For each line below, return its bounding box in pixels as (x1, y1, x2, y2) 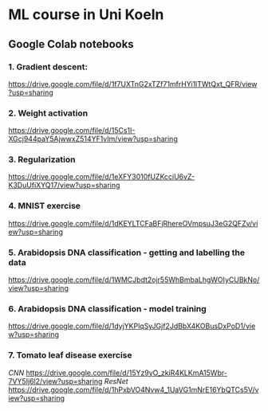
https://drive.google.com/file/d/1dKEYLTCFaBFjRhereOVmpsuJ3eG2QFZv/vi (8, 218, 258, 228)
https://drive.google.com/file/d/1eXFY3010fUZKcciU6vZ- (8, 172, 195, 182)
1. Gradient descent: (8, 61, 88, 72)
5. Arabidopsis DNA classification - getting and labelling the (8, 247, 246, 258)
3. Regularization (8, 154, 76, 165)
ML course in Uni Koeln (8, 6, 164, 24)
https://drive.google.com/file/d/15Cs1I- (8, 126, 136, 135)
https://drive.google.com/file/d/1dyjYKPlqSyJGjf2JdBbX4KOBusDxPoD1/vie (8, 321, 256, 331)
